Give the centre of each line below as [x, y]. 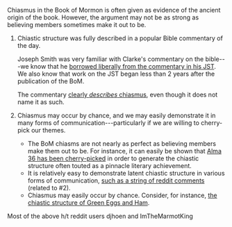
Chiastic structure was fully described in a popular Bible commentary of [120, 38]
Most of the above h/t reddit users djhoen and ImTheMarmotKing [100, 216]
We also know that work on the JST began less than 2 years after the [116, 74]
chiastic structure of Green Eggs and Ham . [89, 203]
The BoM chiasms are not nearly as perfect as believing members [122, 144]
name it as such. [41, 102]
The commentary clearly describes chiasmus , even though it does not [117, 94]
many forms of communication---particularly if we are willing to [108, 123]
